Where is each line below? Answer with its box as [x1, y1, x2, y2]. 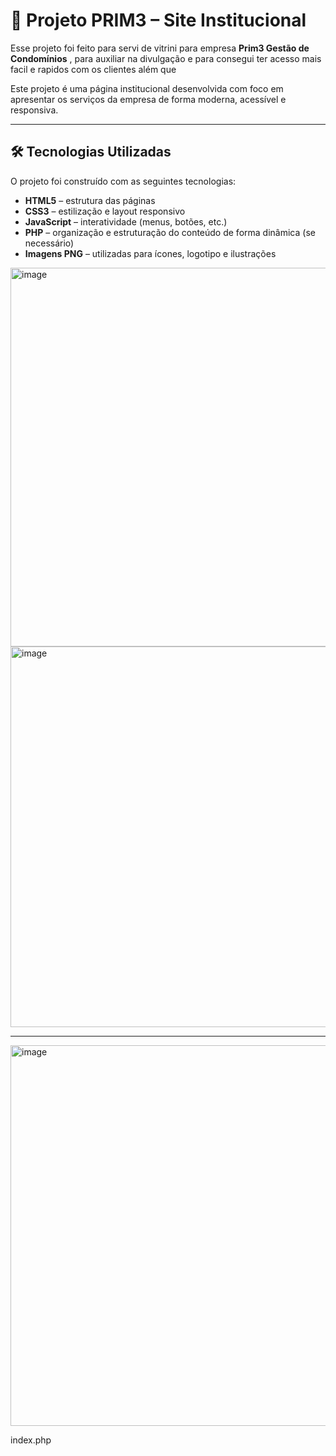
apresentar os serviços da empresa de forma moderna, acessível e [10, 93, 287, 105]
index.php [10, 1434, 52, 1446]
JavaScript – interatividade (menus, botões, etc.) [24, 215, 228, 228]
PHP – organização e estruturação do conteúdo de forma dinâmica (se [24, 226, 316, 238]
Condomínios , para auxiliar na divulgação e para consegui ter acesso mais [10, 52, 322, 64]
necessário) [24, 237, 75, 249]
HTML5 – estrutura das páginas [24, 194, 156, 206]
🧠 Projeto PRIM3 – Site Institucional [10, 9, 307, 32]
